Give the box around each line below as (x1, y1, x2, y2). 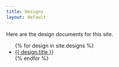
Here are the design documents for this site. (6, 30, 114, 37)
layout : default (6, 14, 46, 20)
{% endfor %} (14, 55, 49, 62)
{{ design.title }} (14, 48, 54, 55)
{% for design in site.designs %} (14, 42, 94, 49)
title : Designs (6, 8, 44, 15)
